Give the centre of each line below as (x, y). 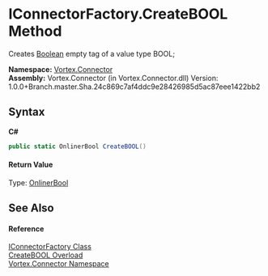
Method (35, 31)
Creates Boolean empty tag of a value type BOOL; (92, 53)
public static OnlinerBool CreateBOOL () (78, 146)
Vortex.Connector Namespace (59, 264)
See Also (31, 208)
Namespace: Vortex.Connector (61, 69)
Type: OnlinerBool (38, 182)
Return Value (31, 165)
